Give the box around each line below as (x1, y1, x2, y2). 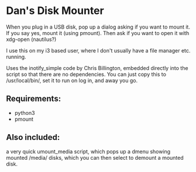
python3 (14, 109, 35, 116)
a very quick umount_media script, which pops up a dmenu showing (6, 148, 171, 155)
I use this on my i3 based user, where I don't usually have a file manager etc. (6, 47, 191, 54)
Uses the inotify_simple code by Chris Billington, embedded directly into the (6, 64, 188, 71)
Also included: (6, 132, 60, 142)
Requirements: (6, 94, 61, 104)
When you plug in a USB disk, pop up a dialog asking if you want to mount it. (6, 23, 190, 30)
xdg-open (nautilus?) (6, 36, 57, 43)
